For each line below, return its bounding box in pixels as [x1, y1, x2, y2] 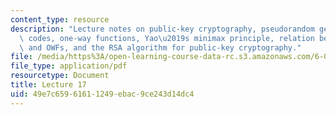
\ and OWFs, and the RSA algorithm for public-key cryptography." [19, 42, 302, 53]
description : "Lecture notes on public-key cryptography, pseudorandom [10, 24, 315, 34]
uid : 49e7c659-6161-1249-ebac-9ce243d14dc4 [10, 89, 195, 99]
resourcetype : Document [10, 71, 110, 81]
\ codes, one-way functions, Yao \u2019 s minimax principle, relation [19, 33, 315, 43]
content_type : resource [10, 14, 110, 25]
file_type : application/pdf [10, 61, 128, 71]
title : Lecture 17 [10, 80, 87, 90]
